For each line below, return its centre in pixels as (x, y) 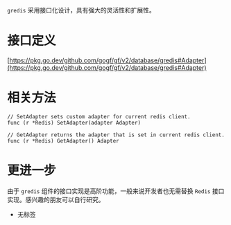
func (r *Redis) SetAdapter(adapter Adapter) (74, 123)
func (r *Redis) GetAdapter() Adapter (63, 141)
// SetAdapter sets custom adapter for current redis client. (99, 116)
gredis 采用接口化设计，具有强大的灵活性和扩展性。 (81, 10)
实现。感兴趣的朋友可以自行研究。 (56, 199)
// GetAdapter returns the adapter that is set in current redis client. (116, 135)
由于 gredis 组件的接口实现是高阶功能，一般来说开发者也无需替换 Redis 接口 (116, 191)
